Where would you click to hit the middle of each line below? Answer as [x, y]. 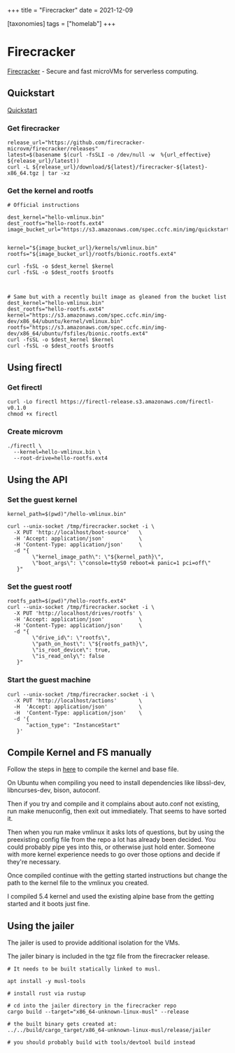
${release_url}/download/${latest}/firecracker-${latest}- [120, 167]
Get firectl [25, 387]
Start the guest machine [49, 680]
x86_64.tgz [23, 173]
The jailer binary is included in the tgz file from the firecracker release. [108, 957]
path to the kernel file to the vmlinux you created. [78, 883]
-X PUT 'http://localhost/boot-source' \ [78, 533]
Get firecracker [34, 128]
